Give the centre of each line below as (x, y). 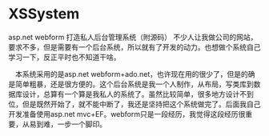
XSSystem (44, 14)
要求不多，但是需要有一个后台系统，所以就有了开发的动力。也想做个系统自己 (134, 47)
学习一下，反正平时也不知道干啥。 (64, 57)
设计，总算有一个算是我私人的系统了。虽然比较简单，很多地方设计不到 (138, 94)
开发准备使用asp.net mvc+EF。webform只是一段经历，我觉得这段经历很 (127, 114)
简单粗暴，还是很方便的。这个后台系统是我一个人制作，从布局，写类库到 (134, 84)
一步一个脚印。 (82, 124)
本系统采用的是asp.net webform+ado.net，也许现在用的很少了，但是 (128, 74)
